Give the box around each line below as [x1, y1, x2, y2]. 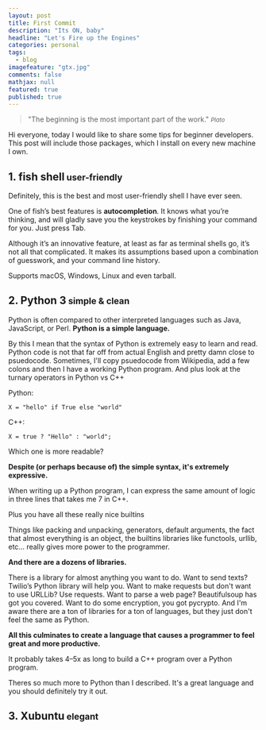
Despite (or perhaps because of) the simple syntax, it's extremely [8, 462, 229, 471]
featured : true [8, 85, 59, 94]
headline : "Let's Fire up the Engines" [8, 33, 141, 42]
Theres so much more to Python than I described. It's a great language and [8, 678, 254, 687]
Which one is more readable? [8, 446, 104, 456]
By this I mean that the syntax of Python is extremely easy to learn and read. [8, 338, 258, 348]
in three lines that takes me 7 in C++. [8, 494, 129, 504]
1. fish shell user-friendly [8, 170, 123, 183]
